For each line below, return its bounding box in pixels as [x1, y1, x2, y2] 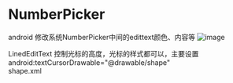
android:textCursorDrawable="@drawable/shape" [8, 57, 171, 67]
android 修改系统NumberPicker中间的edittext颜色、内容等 [8, 32, 195, 41]
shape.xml [8, 66, 42, 75]
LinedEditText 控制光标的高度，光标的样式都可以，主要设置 [8, 49, 199, 58]
